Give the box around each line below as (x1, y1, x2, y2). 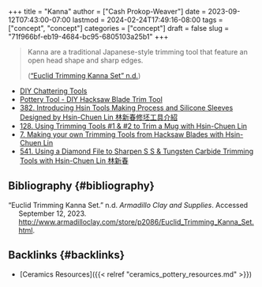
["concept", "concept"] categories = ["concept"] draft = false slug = (8, 24, 230, 32)
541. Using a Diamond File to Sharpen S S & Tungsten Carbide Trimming (19, 146, 254, 156)
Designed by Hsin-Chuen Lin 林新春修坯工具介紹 (19, 112, 178, 122)
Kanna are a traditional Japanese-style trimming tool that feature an (27, 47, 249, 56)
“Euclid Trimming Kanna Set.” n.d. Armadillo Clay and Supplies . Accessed (8, 200, 249, 210)
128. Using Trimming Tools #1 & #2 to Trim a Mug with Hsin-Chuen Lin (19, 122, 247, 130)
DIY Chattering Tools (19, 86, 88, 96)
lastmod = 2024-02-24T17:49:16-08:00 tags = (72, 15, 223, 25)
